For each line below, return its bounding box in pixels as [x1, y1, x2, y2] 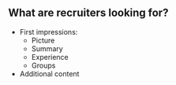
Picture [31, 35, 55, 45]
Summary [31, 43, 63, 54]
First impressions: [19, 27, 78, 36]
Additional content [19, 68, 80, 78]
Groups [31, 61, 56, 70]
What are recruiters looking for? [8, 6, 169, 20]
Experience [31, 52, 69, 61]
